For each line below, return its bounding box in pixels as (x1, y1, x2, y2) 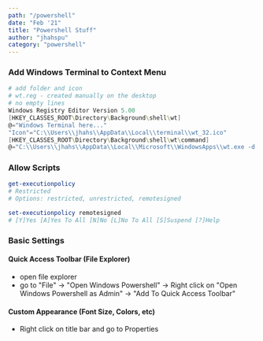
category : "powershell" (8, 41, 87, 49)
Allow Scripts (8, 162, 61, 173)
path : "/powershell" (8, 11, 76, 20)
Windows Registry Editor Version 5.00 (8, 107, 135, 115)
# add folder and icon (8, 84, 83, 93)
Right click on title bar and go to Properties (19, 324, 159, 334)
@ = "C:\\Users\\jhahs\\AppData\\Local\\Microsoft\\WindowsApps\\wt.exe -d (8, 143, 256, 151)
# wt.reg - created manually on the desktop (8, 92, 157, 100)
